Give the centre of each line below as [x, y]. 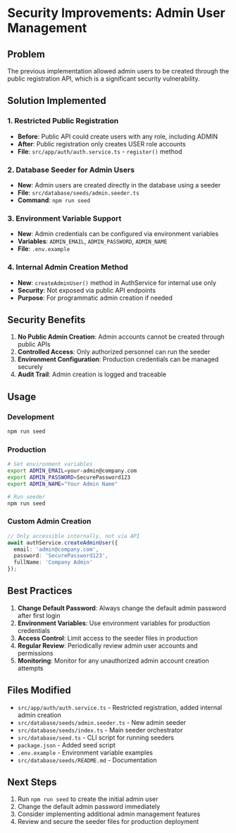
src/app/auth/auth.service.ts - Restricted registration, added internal [120, 707]
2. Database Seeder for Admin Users [71, 170]
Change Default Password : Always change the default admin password [122, 608]
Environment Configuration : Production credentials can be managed [118, 359]
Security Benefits [46, 320]
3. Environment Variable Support [64, 219]
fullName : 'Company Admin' [53, 563]
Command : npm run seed [54, 200]
